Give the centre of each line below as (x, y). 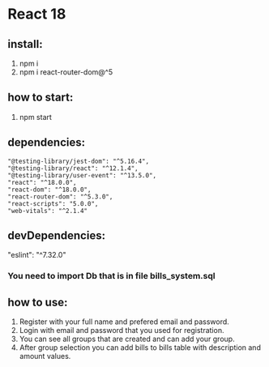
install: (25, 44)
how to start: (41, 98)
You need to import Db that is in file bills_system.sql (111, 276)
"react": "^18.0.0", (43, 182)
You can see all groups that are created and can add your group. (127, 339)
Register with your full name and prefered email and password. (124, 322)
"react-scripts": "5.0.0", (53, 203)
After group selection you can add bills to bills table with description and (140, 348)
